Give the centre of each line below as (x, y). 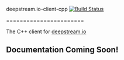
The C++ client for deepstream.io (46, 31)
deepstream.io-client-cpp (37, 9)
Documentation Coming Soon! (62, 50)
